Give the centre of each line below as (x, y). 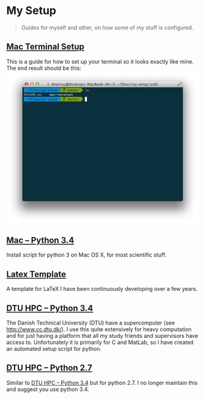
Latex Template (36, 274)
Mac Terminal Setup (45, 47)
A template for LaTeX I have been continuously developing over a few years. (102, 289)
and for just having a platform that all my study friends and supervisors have (102, 336)
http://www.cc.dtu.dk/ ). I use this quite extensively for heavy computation (99, 329)
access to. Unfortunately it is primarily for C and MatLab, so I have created (100, 342)
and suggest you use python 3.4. (48, 389)
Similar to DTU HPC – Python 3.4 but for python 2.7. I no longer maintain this (102, 383)
